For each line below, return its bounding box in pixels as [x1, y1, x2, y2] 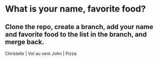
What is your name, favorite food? [5, 3, 146, 15]
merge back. [5, 38, 45, 46]
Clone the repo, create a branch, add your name [5, 23, 154, 31]
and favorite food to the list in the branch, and [5, 30, 147, 38]
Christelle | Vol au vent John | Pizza [5, 51, 77, 56]
